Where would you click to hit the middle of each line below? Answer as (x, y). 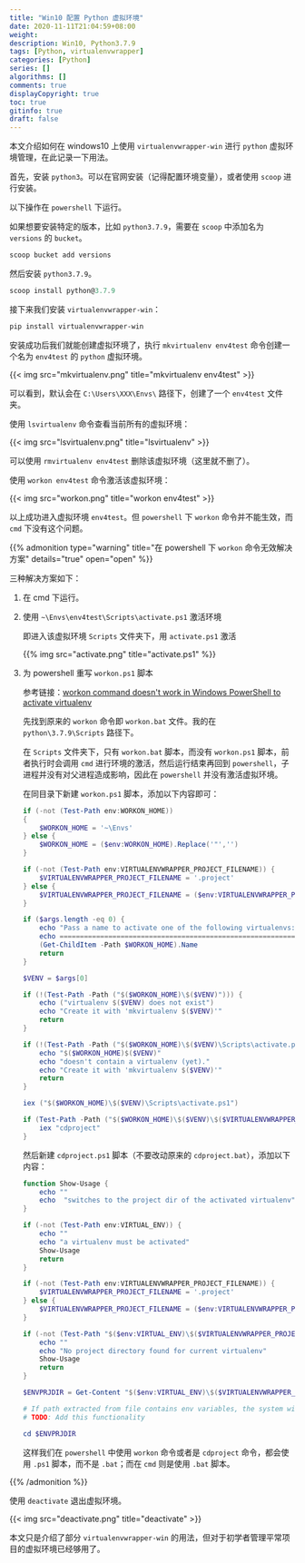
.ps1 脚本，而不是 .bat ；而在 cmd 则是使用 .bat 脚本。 (134, 1463)
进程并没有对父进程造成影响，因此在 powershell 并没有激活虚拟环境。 (152, 774)
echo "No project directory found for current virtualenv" (153, 1351)
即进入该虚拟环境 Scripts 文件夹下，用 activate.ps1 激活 (129, 635)
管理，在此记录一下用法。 (65, 157)
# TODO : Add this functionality (84, 1417)
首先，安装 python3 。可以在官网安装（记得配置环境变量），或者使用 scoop (145, 177)
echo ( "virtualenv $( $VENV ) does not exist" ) (127, 1003)
